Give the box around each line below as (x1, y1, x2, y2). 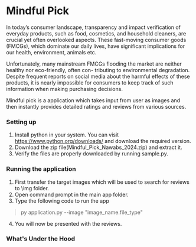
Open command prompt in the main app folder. (14, 191, 129, 198)
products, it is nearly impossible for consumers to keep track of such (6, 79, 174, 86)
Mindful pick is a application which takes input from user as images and (6, 96, 181, 104)
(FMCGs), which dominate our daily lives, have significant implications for (6, 43, 185, 50)
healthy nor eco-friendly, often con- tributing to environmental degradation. (6, 66, 190, 73)
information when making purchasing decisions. (6, 85, 123, 92)
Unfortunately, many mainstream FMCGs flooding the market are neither (6, 60, 182, 67)
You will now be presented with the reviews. (14, 220, 122, 227)
